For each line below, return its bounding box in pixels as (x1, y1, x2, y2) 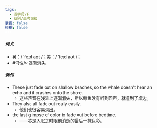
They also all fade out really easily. (12, 101, 81, 107)
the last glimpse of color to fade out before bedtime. (12, 112, 116, 118)
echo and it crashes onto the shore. (12, 90, 83, 96)
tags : (5, 7, 16, 12)
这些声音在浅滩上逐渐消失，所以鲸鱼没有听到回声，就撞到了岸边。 (19, 96, 151, 101)
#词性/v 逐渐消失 (12, 60, 46, 66)
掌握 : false (5, 20, 28, 26)
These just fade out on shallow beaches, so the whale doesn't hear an (12, 84, 153, 90)
